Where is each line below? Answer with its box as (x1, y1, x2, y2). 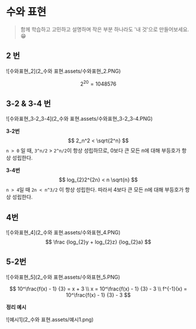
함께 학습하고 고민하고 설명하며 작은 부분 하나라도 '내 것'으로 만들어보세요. (20, 26, 189, 33)
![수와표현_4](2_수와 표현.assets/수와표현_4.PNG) (6, 229, 121, 236)
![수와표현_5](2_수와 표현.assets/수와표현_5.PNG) (6, 273, 121, 280)
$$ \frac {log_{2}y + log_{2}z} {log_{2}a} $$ (45, 238, 152, 246)
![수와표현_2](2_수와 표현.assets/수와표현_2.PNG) (6, 67, 121, 74)
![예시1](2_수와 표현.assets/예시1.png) (6, 316, 94, 323)
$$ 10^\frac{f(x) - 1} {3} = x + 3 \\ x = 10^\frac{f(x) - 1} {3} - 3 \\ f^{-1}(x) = (9, 285, 187, 292)
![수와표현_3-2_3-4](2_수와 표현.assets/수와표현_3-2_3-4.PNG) (6, 115, 153, 122)
